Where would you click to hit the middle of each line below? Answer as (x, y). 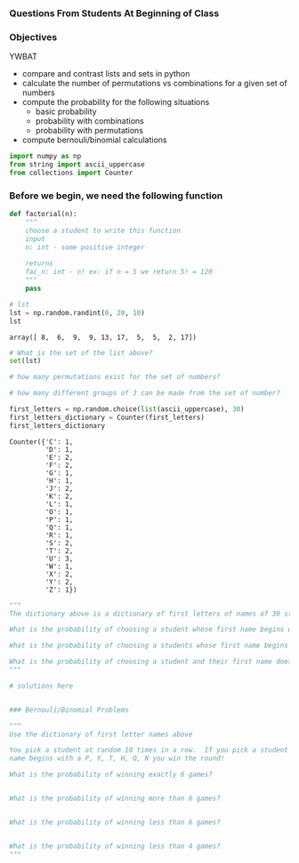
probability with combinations (89, 121)
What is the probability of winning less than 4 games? (115, 846)
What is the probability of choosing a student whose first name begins (147, 630)
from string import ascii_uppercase (77, 165)
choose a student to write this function (103, 230)
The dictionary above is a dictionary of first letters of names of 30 (145, 613)
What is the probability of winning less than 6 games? (115, 822)
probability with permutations (89, 131)
